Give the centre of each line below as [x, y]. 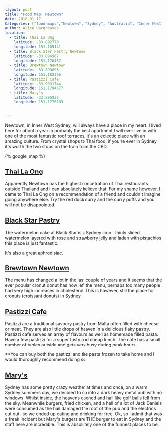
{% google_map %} [25, 156]
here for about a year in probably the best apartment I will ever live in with [81, 130]
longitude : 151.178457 [38, 61]
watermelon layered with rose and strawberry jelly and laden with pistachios [83, 238]
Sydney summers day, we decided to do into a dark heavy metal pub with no [83, 393]
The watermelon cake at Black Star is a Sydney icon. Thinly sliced [73, 232]
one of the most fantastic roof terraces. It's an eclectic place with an [75, 136]
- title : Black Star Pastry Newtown [47, 51]
